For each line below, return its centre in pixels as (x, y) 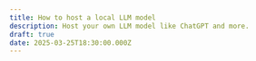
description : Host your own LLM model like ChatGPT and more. (129, 26)
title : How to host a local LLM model (83, 17)
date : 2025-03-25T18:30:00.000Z (70, 43)
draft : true (32, 34)
